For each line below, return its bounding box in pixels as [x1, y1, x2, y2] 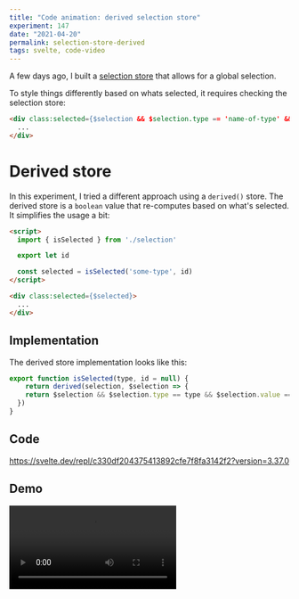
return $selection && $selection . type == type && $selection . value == [25, 390, 293, 399]
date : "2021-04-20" [9, 29, 82, 38]
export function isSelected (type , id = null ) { [9, 373, 190, 383]
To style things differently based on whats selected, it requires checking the [9, 88, 287, 99]
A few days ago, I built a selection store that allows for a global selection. [9, 70, 277, 81]
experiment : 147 [9, 21, 69, 30]
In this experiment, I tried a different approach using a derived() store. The [9, 191, 284, 201]
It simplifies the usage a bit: [9, 209, 110, 220]
